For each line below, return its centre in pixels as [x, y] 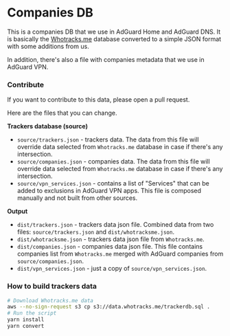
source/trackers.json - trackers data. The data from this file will [108, 139]
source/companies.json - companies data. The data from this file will [114, 161]
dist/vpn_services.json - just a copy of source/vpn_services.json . [112, 269]
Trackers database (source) [47, 126]
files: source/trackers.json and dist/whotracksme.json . [96, 232]
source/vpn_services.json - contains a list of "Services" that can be [113, 183]
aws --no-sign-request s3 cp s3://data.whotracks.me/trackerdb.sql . [109, 307]
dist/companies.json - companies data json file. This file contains [110, 247]
